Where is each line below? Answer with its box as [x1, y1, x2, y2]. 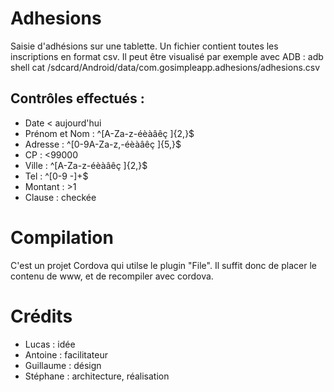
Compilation [10, 226, 114, 249]
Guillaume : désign [24, 359, 102, 371]
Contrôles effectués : [10, 90, 145, 107]
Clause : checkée [24, 191, 97, 203]
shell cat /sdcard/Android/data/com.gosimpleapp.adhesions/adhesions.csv [10, 61, 321, 73]
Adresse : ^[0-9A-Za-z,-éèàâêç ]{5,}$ [24, 138, 182, 150]
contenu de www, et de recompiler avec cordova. [10, 270, 214, 282]
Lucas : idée [24, 338, 76, 350]
